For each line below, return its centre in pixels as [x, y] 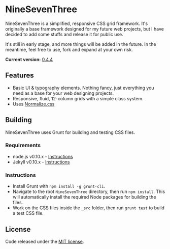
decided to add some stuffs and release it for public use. [64, 34]
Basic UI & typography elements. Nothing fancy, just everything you [83, 88]
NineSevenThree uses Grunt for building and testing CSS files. [70, 132]
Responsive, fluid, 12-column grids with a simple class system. [78, 98]
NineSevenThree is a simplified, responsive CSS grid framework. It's [77, 23]
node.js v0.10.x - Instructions [43, 156]
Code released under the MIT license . [45, 241]
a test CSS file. [28, 213]
